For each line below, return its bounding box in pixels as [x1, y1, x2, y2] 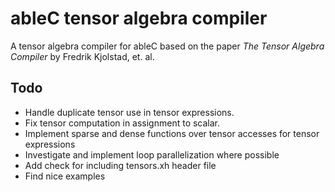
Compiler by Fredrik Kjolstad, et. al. [10, 50, 155, 62]
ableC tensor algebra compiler [10, 7, 268, 30]
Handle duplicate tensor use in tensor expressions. [24, 106, 235, 118]
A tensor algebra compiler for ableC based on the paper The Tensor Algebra [10, 40, 325, 52]
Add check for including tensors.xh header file [24, 159, 217, 171]
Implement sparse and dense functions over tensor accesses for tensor [24, 127, 320, 139]
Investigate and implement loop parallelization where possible [24, 148, 280, 161]
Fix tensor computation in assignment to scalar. [24, 117, 221, 129]
